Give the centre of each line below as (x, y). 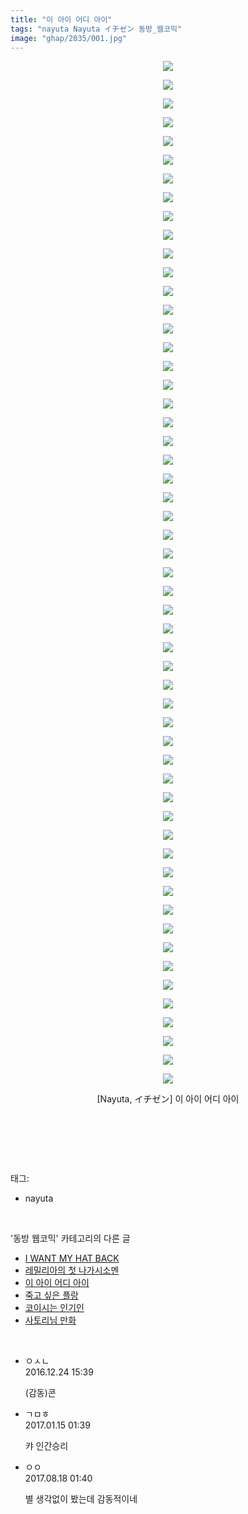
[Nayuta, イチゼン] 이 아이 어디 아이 (168, 1099)
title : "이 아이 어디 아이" (61, 19)
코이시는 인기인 (54, 1308)
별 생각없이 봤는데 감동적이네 (81, 1499)
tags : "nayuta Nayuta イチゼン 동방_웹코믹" (96, 29)
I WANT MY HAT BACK (72, 1258)
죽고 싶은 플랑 (51, 1295)
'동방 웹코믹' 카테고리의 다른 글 (70, 1238)
